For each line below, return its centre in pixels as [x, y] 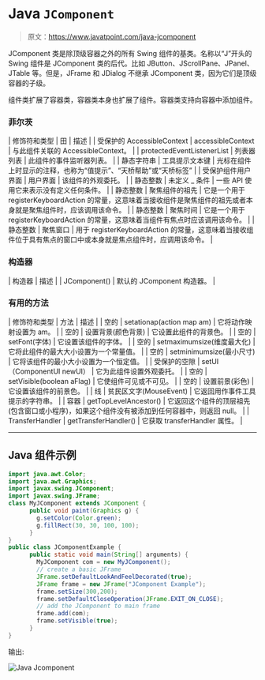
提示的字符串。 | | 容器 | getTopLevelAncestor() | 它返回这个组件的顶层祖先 [129, 400]
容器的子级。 [29, 83]
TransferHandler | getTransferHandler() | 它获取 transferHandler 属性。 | [125, 420]
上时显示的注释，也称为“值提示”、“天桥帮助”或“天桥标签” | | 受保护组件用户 [130, 171]
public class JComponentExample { [65, 547]
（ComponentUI [34, 371]
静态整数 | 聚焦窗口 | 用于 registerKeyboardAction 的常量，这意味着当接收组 [131, 230]
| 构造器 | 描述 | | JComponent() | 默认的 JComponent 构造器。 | [112, 280]
